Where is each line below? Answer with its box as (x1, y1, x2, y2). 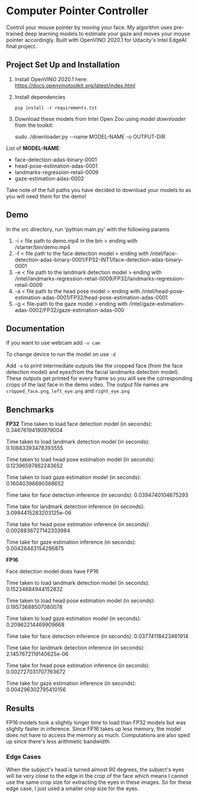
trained (6, 30, 24, 37)
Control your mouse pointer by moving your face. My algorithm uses (6, 24, 173, 31)
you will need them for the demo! (6, 193, 87, 200)
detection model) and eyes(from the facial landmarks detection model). (6, 369, 180, 376)
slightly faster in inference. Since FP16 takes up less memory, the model (6, 725, 181, 732)
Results (6, 703, 35, 713)
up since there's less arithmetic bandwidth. (6, 738, 111, 745)
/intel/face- (150, 250, 177, 257)
